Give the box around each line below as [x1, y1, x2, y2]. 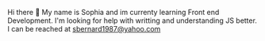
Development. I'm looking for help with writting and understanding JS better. [7, 16, 257, 25]
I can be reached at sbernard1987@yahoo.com [7, 24, 161, 33]
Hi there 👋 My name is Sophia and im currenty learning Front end [7, 8, 220, 17]
